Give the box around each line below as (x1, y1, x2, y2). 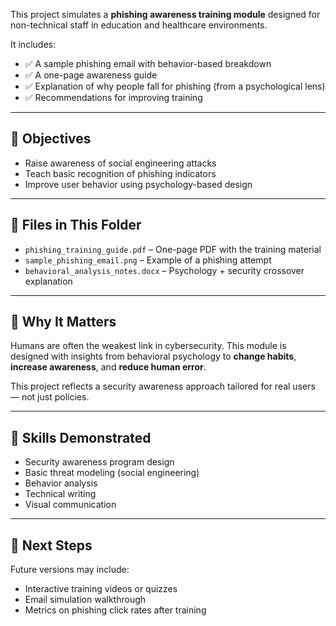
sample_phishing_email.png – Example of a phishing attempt (24, 254, 272, 266)
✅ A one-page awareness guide (24, 69, 158, 81)
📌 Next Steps (10, 537, 93, 554)
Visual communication (24, 499, 117, 511)
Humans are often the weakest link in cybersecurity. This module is (10, 340, 287, 352)
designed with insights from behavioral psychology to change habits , (10, 350, 297, 363)
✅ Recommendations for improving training (24, 92, 203, 103)
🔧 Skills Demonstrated (10, 429, 152, 446)
